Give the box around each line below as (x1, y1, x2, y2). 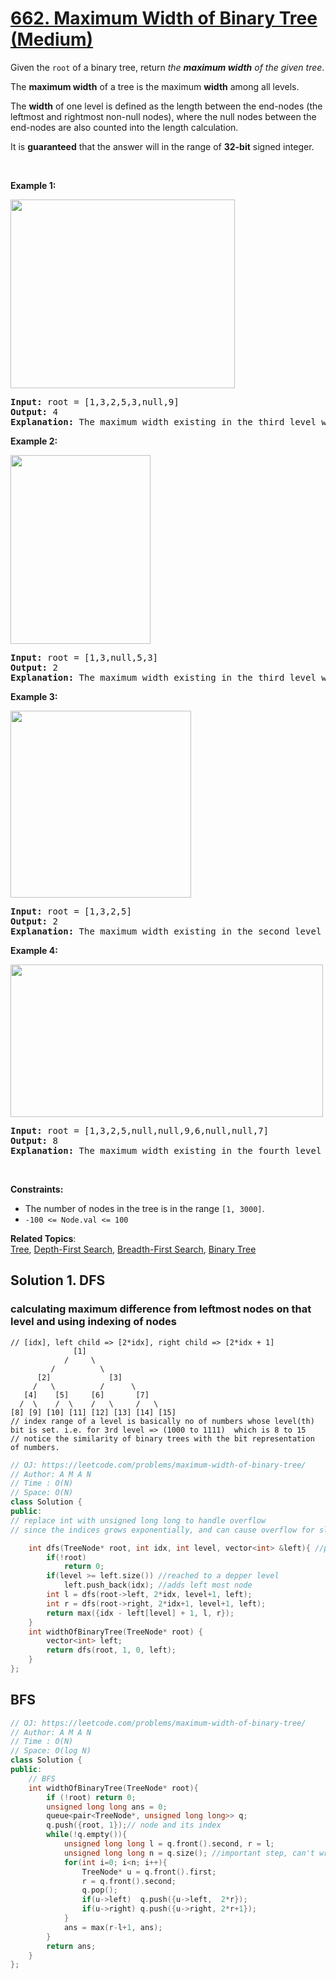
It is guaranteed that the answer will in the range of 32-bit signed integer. (10, 140, 315, 152)
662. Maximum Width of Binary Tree (10, 7, 318, 30)
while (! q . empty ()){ (46, 1830, 128, 1840)
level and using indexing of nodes (10, 1315, 178, 1329)
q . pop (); (81, 1885, 118, 1896)
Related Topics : (10, 1232, 77, 1244)
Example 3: (10, 690, 58, 702)
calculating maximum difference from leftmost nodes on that (10, 1302, 312, 1316)
